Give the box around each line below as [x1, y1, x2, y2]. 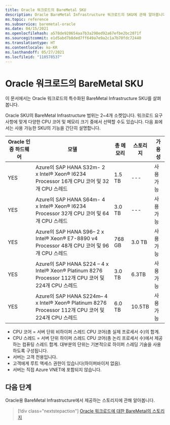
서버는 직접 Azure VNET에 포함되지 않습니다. [12, 367, 102, 373]
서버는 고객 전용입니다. [12, 354, 58, 360]
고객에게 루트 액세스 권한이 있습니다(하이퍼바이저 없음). [12, 360, 121, 366]
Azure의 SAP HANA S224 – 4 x [35, 261, 109, 268]
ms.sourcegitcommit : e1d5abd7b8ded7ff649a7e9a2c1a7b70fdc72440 [5, 36, 142, 41]
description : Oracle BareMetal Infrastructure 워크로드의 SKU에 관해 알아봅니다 [5, 12, 166, 17]
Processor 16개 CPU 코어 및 [35, 178, 101, 185]
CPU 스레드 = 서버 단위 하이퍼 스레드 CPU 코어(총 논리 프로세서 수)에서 [12, 335, 153, 341]
